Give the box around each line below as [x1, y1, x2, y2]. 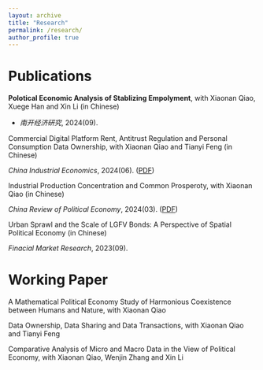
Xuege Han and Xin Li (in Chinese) [8, 102, 120, 111]
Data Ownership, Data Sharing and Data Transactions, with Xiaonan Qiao [8, 320, 244, 331]
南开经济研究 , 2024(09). [19, 118, 98, 128]
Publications [8, 68, 92, 85]
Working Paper [8, 271, 109, 289]
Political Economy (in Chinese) [8, 228, 108, 238]
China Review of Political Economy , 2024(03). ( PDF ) [8, 205, 179, 214]
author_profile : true [8, 33, 80, 42]
